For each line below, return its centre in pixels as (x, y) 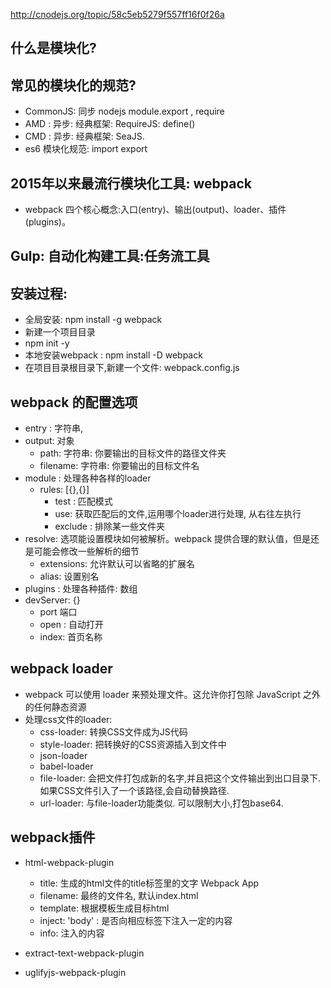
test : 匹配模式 (83, 501)
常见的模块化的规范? (73, 85)
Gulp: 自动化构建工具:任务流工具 (110, 256)
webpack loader (61, 669)
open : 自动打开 (71, 625)
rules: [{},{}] (64, 490)
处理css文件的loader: (68, 719)
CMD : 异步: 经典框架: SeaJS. (84, 136)
